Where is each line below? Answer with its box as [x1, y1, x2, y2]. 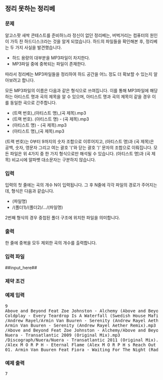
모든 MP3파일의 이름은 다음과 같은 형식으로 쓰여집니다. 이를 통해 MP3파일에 [5, 87, 149, 93]
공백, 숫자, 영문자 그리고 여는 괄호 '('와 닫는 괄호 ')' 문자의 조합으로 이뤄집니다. [5, 145, 153, 150]
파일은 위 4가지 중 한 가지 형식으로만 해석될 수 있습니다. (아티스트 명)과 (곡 [10, 150, 150, 156]
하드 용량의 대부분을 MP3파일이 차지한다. [12, 55, 90, 61]
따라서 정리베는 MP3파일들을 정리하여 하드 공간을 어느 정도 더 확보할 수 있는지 [5, 71, 153, 77]
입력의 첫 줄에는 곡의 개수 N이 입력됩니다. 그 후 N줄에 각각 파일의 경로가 [5, 182, 141, 188]
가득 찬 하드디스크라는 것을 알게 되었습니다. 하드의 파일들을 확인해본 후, [10, 38, 145, 44]
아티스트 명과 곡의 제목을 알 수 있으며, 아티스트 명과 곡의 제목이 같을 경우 [14, 94, 151, 99]
